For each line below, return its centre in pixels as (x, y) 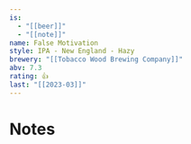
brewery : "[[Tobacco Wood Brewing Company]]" (96, 59)
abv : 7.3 (26, 68)
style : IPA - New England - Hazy (72, 51)
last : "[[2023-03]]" (48, 85)
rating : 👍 (29, 76)
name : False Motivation (54, 43)
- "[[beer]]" (42, 26)
